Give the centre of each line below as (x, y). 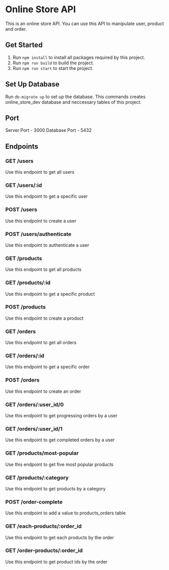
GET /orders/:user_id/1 (34, 429)
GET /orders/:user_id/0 (35, 405)
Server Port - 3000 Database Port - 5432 (49, 130)
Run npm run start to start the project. (53, 68)
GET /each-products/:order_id (44, 526)
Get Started (24, 45)
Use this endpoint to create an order (43, 391)
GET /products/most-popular (42, 453)
